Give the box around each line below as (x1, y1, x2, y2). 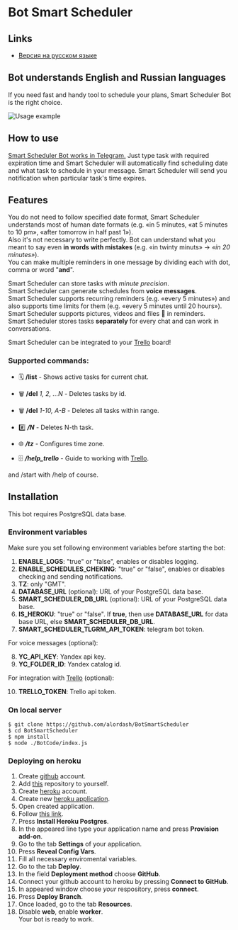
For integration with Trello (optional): (8, 674, 115, 682)
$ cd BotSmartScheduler (8, 727, 79, 735)
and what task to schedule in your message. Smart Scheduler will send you (8, 166, 227, 174)
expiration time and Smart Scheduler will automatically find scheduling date (8, 159, 229, 167)
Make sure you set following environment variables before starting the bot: (8, 543, 226, 552)
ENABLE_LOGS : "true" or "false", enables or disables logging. (18, 557, 199, 565)
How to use (8, 132, 59, 144)
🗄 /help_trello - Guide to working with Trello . (18, 454, 149, 463)
